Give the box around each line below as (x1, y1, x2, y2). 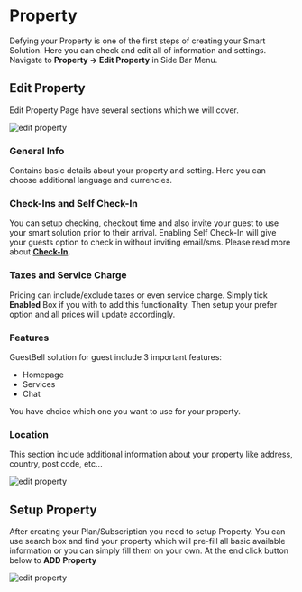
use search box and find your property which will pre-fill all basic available (9, 536, 286, 547)
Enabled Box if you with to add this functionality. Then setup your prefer (9, 299, 278, 310)
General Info (9, 144, 65, 157)
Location (9, 428, 50, 440)
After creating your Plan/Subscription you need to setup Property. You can (9, 526, 286, 537)
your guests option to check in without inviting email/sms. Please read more (9, 236, 291, 248)
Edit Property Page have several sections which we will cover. (9, 105, 239, 116)
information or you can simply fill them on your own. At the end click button (9, 545, 289, 556)
